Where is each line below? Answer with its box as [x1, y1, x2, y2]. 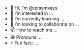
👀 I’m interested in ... [10, 10, 53, 16]
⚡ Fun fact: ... [10, 40, 38, 46]
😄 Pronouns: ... [10, 34, 43, 40]
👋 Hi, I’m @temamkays [10, 5, 58, 11]
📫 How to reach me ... [10, 27, 58, 33]
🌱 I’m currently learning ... [10, 16, 65, 21]
